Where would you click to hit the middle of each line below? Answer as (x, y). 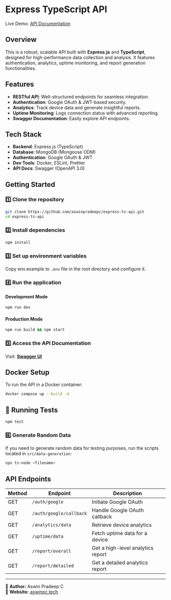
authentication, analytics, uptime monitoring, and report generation (76, 63)
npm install (18, 243)
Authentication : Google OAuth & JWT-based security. (69, 102)
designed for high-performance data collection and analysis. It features (80, 57)
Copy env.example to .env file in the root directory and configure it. (76, 269)
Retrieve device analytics (122, 525)
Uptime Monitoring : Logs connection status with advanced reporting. (86, 113)
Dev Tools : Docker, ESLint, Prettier (49, 163)
